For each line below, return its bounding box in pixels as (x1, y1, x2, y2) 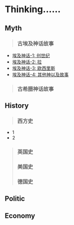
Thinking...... (5, 4, 61, 15)
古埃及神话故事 (17, 40, 54, 47)
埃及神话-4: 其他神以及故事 (12, 71, 69, 77)
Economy (5, 212, 35, 220)
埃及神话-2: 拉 (12, 58, 42, 65)
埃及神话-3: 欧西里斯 (12, 65, 55, 71)
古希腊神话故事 (17, 85, 54, 92)
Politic (5, 194, 25, 203)
